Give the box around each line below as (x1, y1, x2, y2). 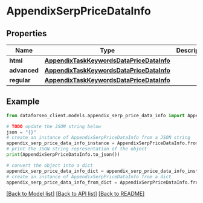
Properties (6, 28, 47, 39)
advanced (9, 66, 39, 74)
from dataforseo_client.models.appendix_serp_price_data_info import (6, 112, 185, 118)
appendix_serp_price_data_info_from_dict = (6, 179, 118, 185)
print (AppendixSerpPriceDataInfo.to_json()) (6, 152, 120, 158)
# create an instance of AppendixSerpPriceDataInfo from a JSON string (6, 135, 190, 141)
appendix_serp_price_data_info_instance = (6, 140, 115, 146)
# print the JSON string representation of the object (6, 146, 147, 152)
